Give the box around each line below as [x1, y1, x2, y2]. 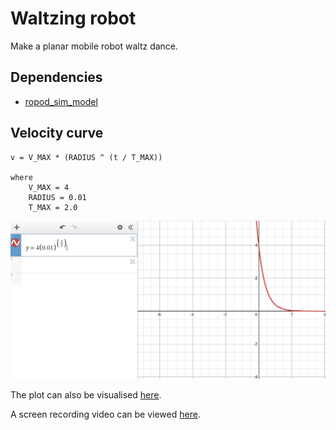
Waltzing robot [10, 7, 137, 30]
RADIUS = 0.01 [28, 192, 87, 202]
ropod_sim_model [24, 95, 98, 107]
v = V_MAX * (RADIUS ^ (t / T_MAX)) [10, 152, 163, 162]
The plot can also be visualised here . [10, 389, 162, 401]
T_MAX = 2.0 [28, 202, 78, 212]
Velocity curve [10, 125, 104, 142]
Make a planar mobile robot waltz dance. [10, 40, 179, 52]
